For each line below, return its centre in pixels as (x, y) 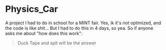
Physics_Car (32, 9)
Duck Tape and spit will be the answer (57, 43)
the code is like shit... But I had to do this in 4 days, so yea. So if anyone (79, 28)
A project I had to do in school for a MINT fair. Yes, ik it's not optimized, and (83, 23)
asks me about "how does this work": (44, 33)
